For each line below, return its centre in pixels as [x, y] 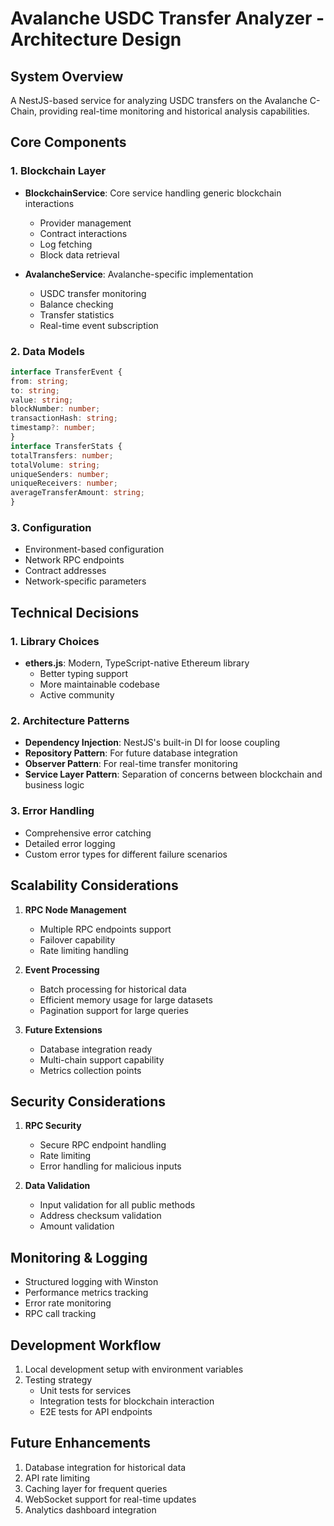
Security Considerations [88, 1101]
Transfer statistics [77, 314]
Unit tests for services [85, 1390]
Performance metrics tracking [86, 1293]
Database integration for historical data [105, 1467]
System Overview [67, 76]
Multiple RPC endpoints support [105, 929]
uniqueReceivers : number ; [64, 483]
